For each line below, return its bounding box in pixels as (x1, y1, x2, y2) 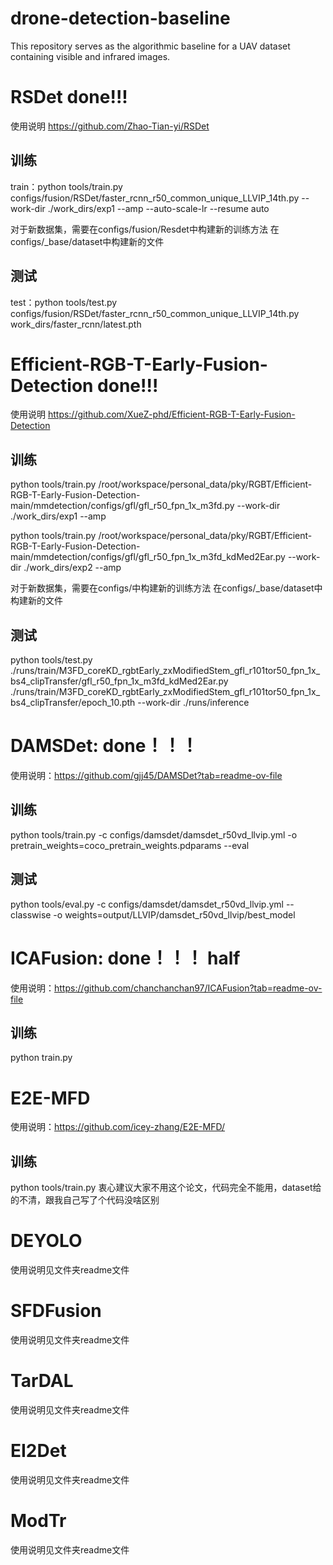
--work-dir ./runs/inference (137, 697, 250, 709)
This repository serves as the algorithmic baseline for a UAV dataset (10, 40, 291, 52)
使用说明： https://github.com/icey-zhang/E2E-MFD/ (10, 1121, 226, 1133)
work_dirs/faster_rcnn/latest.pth (10, 318, 142, 330)
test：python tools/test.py (10, 296, 118, 308)
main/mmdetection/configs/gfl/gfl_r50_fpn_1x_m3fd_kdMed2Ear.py (10, 551, 286, 563)
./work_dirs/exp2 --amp (23, 562, 122, 574)
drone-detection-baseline (10, 7, 231, 30)
